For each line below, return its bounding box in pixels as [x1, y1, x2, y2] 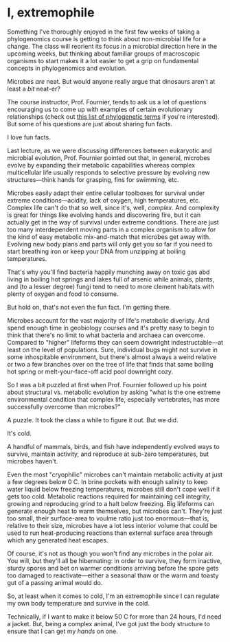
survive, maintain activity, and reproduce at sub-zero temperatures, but [7, 450, 209, 458]
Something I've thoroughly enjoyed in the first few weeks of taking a [7, 27, 200, 36]
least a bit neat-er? [7, 84, 60, 93]
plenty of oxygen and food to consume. [7, 290, 119, 298]
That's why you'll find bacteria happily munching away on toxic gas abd [7, 268, 210, 276]
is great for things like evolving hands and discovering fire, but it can [7, 211, 201, 219]
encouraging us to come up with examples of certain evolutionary [7, 105, 194, 113]
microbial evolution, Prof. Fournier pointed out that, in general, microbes [7, 153, 211, 162]
